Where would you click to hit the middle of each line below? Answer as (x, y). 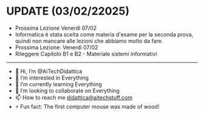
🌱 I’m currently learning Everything (58, 84)
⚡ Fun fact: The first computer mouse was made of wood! (87, 106)
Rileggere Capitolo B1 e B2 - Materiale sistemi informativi (86, 53)
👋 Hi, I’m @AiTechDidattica (49, 71)
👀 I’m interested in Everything (52, 78)
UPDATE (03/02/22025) (68, 11)
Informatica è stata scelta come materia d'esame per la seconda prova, (104, 34)
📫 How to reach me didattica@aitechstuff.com (73, 97)
